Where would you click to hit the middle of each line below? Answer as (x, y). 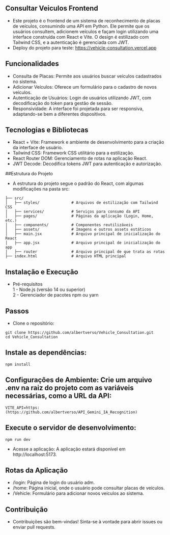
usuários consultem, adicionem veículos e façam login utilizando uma (86, 31)
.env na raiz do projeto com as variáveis (69, 388)
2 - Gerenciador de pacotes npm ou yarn (55, 295)
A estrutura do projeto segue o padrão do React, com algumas (78, 183)
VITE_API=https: (22, 408)
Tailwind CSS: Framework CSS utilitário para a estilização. (73, 153)
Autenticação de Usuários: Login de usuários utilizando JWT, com (82, 98)
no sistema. (25, 82)
